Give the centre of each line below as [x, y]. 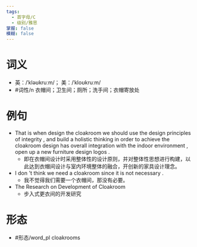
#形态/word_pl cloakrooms [47, 237]
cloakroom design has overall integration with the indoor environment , [101, 145]
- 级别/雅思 [24, 23]
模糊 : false [20, 34]
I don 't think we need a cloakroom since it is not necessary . [89, 173]
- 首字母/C [24, 17]
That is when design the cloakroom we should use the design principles [103, 133]
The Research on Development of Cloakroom [70, 187]
